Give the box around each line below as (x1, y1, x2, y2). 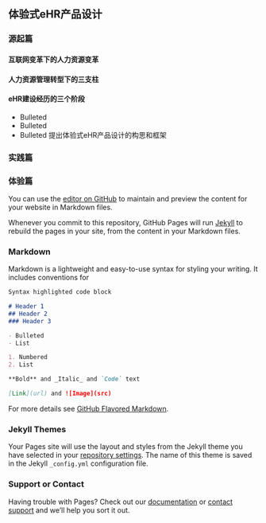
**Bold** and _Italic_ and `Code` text (8, 375, 141, 384)
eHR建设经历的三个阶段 (8, 94, 85, 103)
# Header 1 (8, 302, 44, 310)
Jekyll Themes (8, 423, 67, 435)
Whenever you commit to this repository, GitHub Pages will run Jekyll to (8, 217, 244, 227)
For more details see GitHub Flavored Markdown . (8, 404, 169, 413)
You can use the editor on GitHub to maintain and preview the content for (8, 193, 248, 203)
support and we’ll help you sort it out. (8, 505, 130, 515)
